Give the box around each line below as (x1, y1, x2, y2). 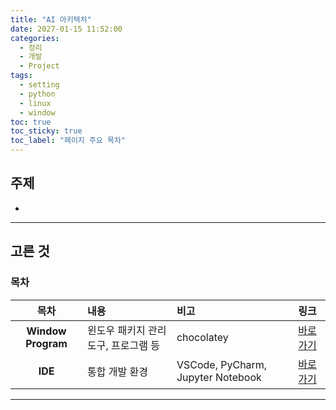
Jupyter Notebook (176, 370, 262, 384)
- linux (19, 98, 52, 108)
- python (19, 89, 56, 99)
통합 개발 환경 (87, 364, 148, 378)
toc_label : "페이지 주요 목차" (10, 136, 126, 146)
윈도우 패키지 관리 (87, 323, 167, 337)
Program (25, 336, 68, 350)
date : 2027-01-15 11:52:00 (10, 24, 123, 34)
